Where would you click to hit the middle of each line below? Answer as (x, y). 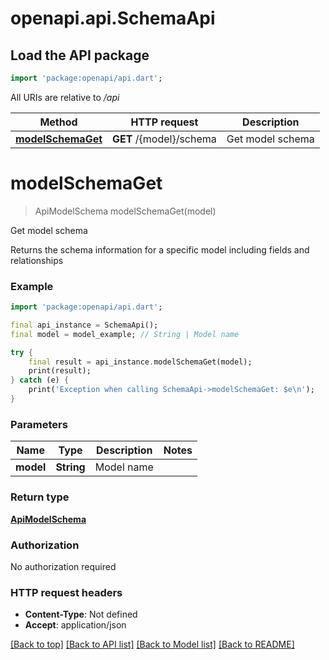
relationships (37, 260)
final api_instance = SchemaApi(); (84, 325)
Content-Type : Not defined (81, 614)
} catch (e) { (40, 380)
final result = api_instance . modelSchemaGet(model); (140, 362)
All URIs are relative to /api (65, 97)
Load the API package (80, 55)
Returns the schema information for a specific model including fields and (160, 249)
